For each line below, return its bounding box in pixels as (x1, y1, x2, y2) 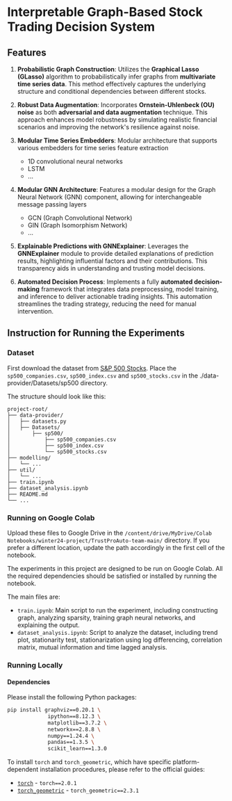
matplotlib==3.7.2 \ (47, 719, 108, 727)
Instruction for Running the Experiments (7, 327, 185, 339)
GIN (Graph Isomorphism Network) (27, 221, 128, 229)
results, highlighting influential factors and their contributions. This (17, 257, 208, 265)
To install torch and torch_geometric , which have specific (7, 758, 172, 766)
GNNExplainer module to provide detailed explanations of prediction (17, 250, 214, 257)
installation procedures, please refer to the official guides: (40, 766, 205, 774)
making (17, 285, 40, 293)
